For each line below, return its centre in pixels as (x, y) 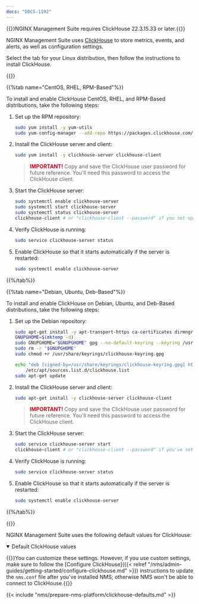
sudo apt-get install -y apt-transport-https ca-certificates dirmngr (104, 332)
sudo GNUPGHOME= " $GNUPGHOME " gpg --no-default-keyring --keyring (97, 343)
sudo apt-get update (40, 376)
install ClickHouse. (29, 64)
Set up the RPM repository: (48, 116)
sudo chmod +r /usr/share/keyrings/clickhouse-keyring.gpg (89, 354)
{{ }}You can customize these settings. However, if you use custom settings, (99, 558)
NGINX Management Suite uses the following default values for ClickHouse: (99, 535)
